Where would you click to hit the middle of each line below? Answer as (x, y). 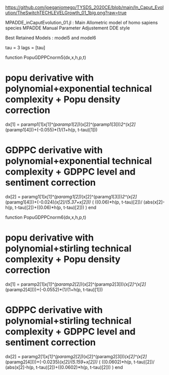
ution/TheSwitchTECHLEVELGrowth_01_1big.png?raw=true (66, 13)
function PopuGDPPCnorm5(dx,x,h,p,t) (46, 57)
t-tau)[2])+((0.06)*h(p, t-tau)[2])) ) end (55, 207)
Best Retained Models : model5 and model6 (51, 38)
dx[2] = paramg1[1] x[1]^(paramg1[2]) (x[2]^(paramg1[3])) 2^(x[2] (71, 196)
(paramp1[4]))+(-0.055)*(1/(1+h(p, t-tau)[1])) (51, 129)
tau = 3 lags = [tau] (25, 47)
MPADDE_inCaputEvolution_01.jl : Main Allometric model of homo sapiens (81, 23)
